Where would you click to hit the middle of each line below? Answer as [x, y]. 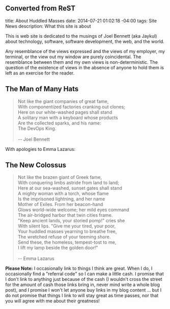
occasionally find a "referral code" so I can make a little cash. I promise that [84, 274]
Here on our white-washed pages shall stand [65, 112]
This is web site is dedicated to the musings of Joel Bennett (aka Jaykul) [81, 36]
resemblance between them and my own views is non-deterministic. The [82, 62]
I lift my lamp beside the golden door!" [58, 248]
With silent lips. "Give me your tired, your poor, [67, 226]
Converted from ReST [40, 8]
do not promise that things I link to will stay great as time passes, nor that [82, 296]
